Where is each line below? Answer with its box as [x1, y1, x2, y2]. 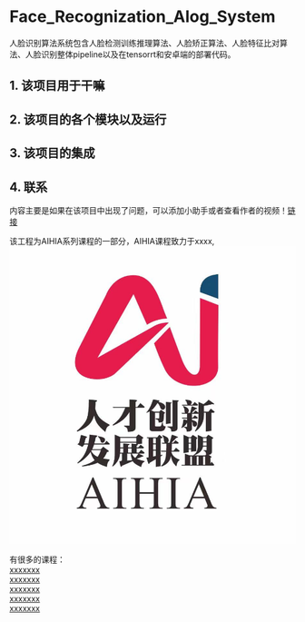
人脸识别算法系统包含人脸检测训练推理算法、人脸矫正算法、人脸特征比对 [9, 37, 280, 48]
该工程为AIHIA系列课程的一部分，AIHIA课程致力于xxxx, [9, 235, 215, 246]
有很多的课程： [9, 554, 65, 565]
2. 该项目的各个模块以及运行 [9, 112, 167, 127]
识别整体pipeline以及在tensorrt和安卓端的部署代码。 [40, 48, 236, 60]
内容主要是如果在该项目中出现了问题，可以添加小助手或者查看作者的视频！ [9, 204, 288, 215]
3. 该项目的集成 [9, 145, 95, 161]
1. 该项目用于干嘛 [9, 78, 105, 94]
